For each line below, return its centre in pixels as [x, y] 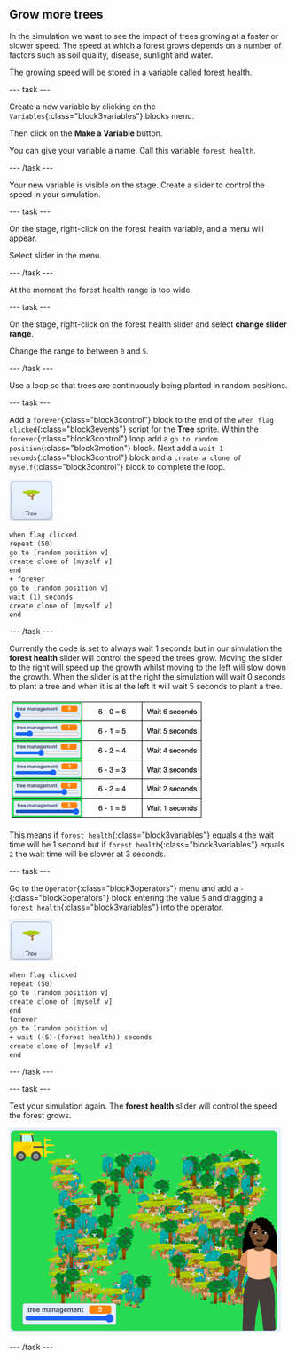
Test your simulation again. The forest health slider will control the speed [143, 1106]
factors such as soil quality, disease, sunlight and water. [111, 55]
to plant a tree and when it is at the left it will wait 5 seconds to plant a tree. [146, 686]
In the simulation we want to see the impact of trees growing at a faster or [144, 36]
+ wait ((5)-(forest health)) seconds [81, 1037]
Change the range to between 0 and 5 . [79, 351]
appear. [23, 238]
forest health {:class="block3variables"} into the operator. [117, 907]
